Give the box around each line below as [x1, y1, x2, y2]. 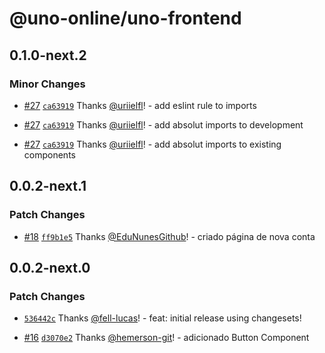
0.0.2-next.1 [9, 178, 87, 195]
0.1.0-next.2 [9, 47, 87, 64]
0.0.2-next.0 [9, 259, 91, 276]
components [23, 148, 76, 161]
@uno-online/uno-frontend [9, 7, 242, 30]
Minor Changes [9, 77, 86, 91]
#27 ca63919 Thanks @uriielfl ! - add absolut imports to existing [23, 138, 282, 150]
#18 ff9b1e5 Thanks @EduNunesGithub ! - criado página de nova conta [23, 230, 316, 242]
